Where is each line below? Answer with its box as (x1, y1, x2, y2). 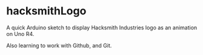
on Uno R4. (6, 30, 35, 37)
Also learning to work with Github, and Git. (6, 42, 112, 49)
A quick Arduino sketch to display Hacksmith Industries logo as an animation (6, 24, 198, 31)
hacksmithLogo (6, 4, 87, 18)
